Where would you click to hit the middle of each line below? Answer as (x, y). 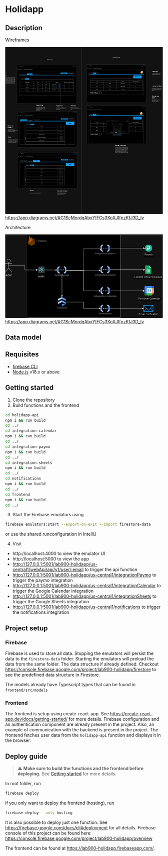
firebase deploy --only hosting (39, 813)
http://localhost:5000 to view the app (50, 559)
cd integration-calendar (31, 431)
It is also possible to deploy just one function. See (56, 822)
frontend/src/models (27, 690)
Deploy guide (26, 756)
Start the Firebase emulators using (48, 515)
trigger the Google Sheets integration (50, 602)
